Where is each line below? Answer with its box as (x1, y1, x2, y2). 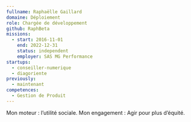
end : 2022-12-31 (17, 43, 58, 49)
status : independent (17, 48, 69, 54)
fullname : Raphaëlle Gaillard (6, 8, 83, 15)
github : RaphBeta (6, 25, 50, 32)
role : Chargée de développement (6, 20, 87, 26)
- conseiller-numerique (11, 64, 71, 71)
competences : (6, 87, 39, 93)
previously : (6, 76, 36, 82)
